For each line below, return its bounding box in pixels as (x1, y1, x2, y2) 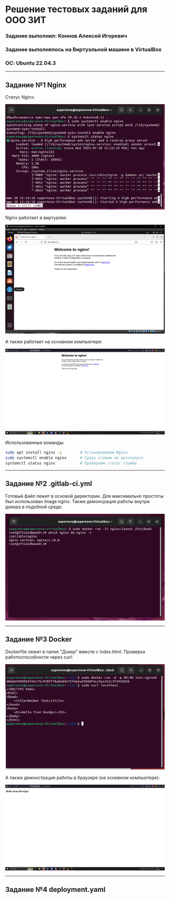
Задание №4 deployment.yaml (5, 885, 106, 894)
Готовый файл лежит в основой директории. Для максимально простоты (5, 493, 164, 499)
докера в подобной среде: (5, 504, 63, 510)
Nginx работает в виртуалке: (5, 214, 67, 221)
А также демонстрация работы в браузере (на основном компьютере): (5, 774, 160, 781)
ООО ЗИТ (5, 14, 47, 26)
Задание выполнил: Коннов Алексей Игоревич (5, 32, 127, 39)
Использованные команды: (5, 439, 65, 446)
